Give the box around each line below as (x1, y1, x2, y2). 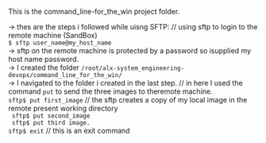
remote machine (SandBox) (8, 31, 98, 40)
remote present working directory (8, 103, 118, 113)
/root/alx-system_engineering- (80, 64, 185, 72)
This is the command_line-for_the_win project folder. (8, 7, 180, 16)
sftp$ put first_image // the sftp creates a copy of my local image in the (8, 95, 248, 104)
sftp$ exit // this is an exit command (8, 126, 130, 135)
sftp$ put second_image (11, 112, 91, 120)
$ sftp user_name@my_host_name (8, 39, 112, 47)
